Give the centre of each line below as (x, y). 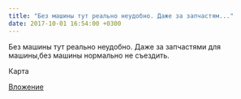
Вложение (26, 87)
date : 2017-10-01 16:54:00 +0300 (65, 24)
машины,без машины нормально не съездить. (89, 55)
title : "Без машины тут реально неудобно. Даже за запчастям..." (121, 16)
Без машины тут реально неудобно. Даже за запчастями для (115, 46)
